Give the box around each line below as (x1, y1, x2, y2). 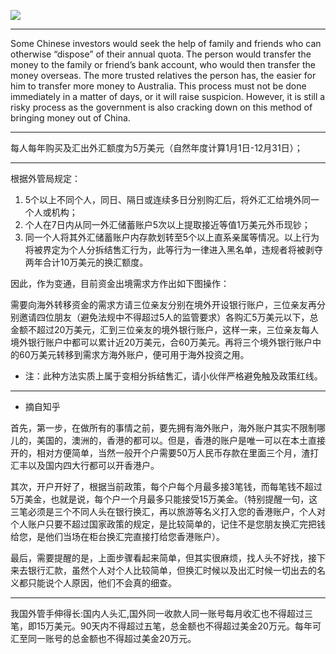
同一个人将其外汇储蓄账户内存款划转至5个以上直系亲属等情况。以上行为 (24, 231, 320, 243)
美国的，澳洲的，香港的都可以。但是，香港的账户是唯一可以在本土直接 (36, 435, 326, 446)
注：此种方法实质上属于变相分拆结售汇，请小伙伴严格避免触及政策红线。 (24, 370, 323, 382)
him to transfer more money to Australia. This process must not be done (10, 80, 307, 92)
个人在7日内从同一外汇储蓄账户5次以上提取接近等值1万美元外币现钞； (24, 219, 311, 230)
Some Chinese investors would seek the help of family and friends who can (10, 38, 322, 49)
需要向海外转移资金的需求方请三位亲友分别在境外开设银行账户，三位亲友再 (10, 299, 317, 310)
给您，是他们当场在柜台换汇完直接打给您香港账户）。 (10, 531, 225, 542)
